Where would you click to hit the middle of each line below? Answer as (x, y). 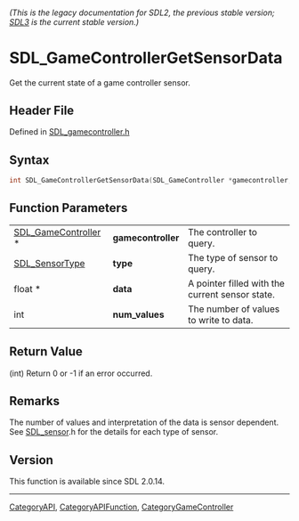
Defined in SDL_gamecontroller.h (69, 132)
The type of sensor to (233, 257)
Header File (42, 110)
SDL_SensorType (49, 263)
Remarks (35, 401)
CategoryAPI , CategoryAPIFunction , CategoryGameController (121, 507)
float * (28, 289)
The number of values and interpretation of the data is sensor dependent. (144, 422)
